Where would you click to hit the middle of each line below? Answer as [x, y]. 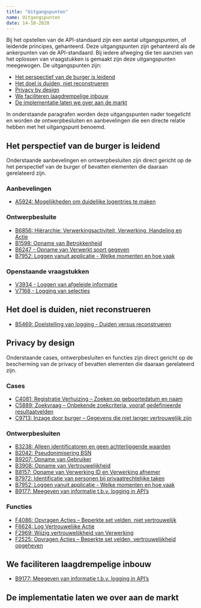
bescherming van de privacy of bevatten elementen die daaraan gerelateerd [100, 364]
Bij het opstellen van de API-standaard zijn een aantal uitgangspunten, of [96, 40]
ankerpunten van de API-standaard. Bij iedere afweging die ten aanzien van [100, 53]
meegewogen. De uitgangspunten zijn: [54, 65]
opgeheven [29, 545]
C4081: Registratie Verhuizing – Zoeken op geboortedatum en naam [99, 399]
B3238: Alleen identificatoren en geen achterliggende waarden [93, 447]
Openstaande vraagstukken [48, 271]
